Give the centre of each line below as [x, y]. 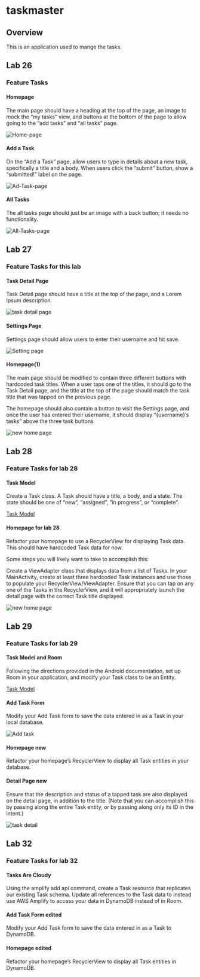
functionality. [22, 219]
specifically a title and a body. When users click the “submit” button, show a [100, 168]
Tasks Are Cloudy [29, 875]
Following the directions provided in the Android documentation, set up [93, 671]
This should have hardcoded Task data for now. [65, 547]
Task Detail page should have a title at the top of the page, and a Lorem [94, 294]
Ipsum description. [29, 300]
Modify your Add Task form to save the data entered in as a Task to [89, 928]
